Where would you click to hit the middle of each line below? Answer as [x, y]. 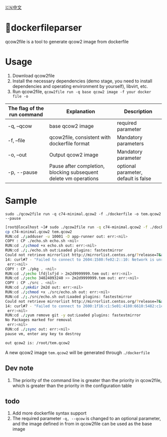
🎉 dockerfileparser [43, 28]
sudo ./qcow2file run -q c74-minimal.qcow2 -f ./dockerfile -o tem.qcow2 [83, 214]
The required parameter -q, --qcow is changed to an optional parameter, [87, 419]
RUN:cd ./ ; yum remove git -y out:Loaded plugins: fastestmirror [73, 315]
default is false [134, 178]
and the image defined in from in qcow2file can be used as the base [82, 424]
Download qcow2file [33, 75]
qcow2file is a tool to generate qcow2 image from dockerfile [67, 41]
